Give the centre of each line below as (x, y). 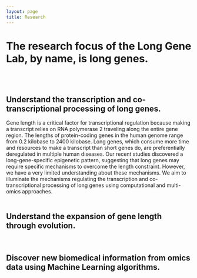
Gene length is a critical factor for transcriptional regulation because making (98, 123)
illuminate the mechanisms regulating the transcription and (77, 179)
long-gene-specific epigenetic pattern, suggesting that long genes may (93, 160)
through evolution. (41, 225)
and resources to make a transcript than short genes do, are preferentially (96, 148)
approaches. (37, 192)
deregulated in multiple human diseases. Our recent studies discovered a (95, 154)
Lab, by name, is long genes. (77, 58)
